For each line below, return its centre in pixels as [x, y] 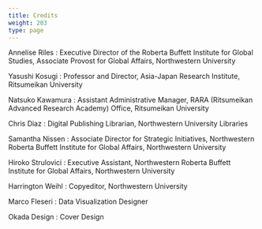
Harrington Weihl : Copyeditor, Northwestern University [98, 186]
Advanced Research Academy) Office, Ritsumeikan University [109, 108]
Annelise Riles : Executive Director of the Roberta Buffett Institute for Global [131, 53]
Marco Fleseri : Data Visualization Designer [78, 201]
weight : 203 [28, 23]
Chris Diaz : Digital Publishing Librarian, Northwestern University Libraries [128, 124]
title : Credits [33, 15]
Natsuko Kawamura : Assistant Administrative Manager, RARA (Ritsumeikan [131, 100]
